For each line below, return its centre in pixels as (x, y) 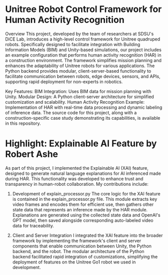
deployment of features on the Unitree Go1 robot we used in (74, 262)
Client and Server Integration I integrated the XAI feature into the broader (87, 235)
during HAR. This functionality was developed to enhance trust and (74, 178)
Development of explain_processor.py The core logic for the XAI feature (86, 193)
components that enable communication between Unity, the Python (82, 246)
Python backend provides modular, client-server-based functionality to (78, 71)
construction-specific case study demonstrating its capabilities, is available (83, 118)
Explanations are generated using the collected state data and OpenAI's (86, 215)
